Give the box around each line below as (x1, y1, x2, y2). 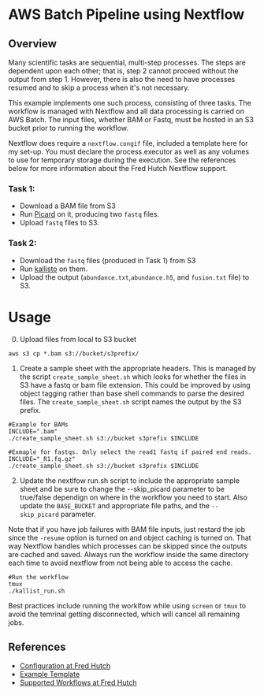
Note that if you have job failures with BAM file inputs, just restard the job (8, 524, 246, 533)
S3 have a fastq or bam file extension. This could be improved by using (19, 380, 251, 389)
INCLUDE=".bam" (8, 427, 58, 435)
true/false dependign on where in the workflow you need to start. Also (19, 492, 248, 502)
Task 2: (8, 238, 37, 249)
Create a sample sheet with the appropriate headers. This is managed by (19, 363, 256, 373)
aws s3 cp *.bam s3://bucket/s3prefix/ (8, 349, 139, 358)
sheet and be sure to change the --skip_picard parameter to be (19, 484, 225, 493)
